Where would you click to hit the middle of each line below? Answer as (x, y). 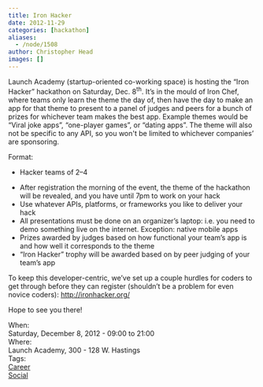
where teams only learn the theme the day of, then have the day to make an (131, 100)
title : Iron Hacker (40, 15)
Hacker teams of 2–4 (54, 172)
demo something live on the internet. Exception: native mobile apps (129, 229)
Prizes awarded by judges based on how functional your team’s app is (133, 238)
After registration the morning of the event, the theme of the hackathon (135, 187)
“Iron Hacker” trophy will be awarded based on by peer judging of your (135, 254)
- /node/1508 (37, 45)
